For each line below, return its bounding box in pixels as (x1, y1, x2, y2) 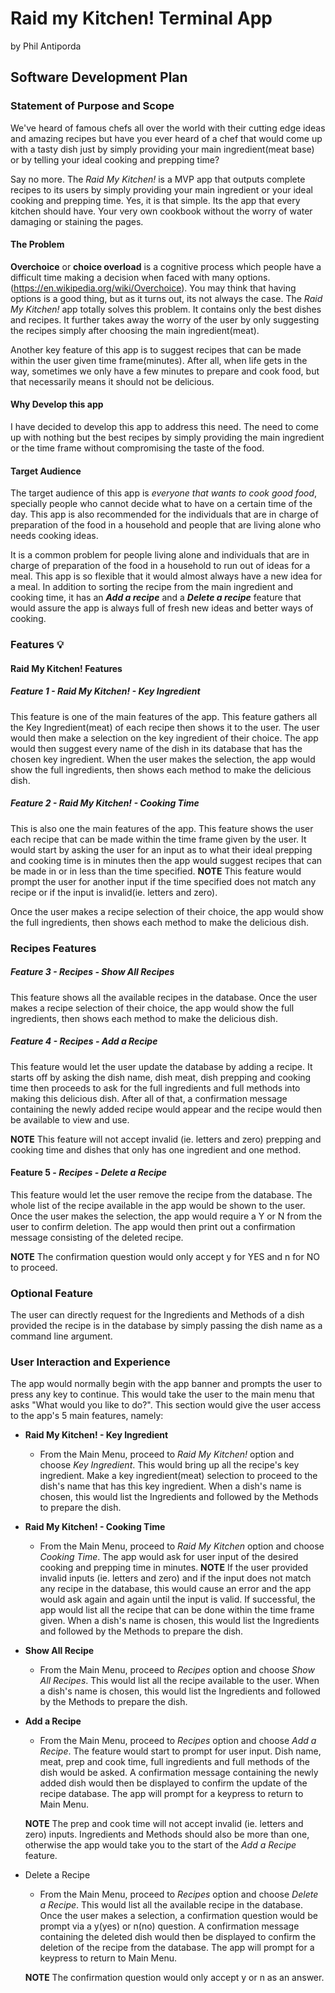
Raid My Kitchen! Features (10, 662, 123, 674)
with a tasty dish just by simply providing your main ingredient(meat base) (10, 143, 315, 155)
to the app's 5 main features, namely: (10, 1410, 164, 1422)
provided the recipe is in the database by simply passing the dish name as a (10, 1320, 323, 1332)
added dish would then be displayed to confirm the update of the (39, 1777, 308, 1789)
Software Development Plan (10, 69, 188, 86)
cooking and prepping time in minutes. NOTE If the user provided (39, 1562, 309, 1574)
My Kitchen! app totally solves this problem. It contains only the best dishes (10, 303, 322, 315)
